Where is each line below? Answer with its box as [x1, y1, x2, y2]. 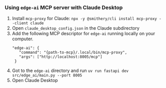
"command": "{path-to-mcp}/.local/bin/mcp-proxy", [19, 50, 127, 55]
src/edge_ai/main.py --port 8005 [12, 73, 82, 78]
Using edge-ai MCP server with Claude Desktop [5, 4, 123, 11]
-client [12, 21, 28, 26]
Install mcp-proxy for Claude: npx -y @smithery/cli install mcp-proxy [12, 16, 157, 22]
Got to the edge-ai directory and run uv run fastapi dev [12, 67, 129, 74]
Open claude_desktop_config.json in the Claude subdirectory [12, 25, 140, 31]
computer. [12, 36, 34, 42]
